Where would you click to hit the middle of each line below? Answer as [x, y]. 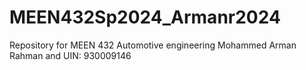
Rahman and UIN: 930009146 [70, 55]
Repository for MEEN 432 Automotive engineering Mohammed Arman [153, 45]
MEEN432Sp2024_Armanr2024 [145, 17]
